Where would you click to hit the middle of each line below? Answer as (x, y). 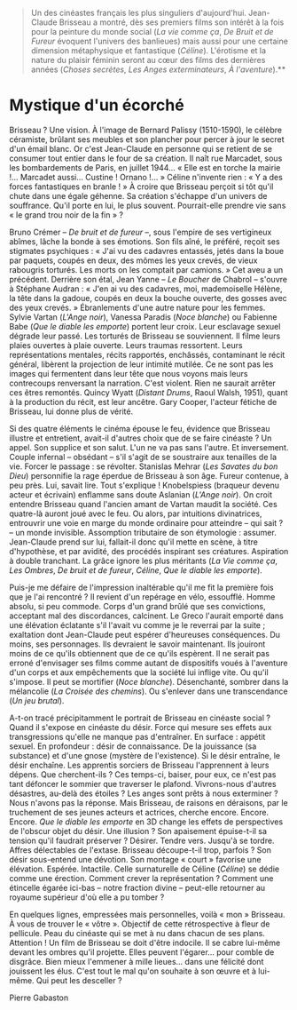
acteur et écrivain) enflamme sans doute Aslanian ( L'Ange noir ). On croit (141, 494)
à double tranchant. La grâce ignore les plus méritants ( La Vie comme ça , (143, 561)
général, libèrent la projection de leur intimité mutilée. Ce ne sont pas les (141, 364)
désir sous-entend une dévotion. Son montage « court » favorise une (135, 859)
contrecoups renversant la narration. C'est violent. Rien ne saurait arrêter (143, 383)
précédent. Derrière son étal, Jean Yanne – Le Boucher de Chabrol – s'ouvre (148, 279)
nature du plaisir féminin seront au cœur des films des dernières (148, 60)
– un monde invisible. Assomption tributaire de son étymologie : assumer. (143, 532)
